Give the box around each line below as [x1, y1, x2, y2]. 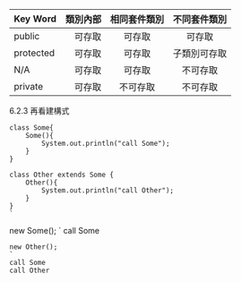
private [13, 81, 44, 92]
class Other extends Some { [9, 170, 115, 179]
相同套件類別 [109, 13, 164, 25]
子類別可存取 [172, 47, 227, 59]
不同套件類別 [172, 13, 227, 25]
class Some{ [9, 124, 54, 132]
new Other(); [9, 243, 58, 252]
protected [13, 47, 56, 59]
